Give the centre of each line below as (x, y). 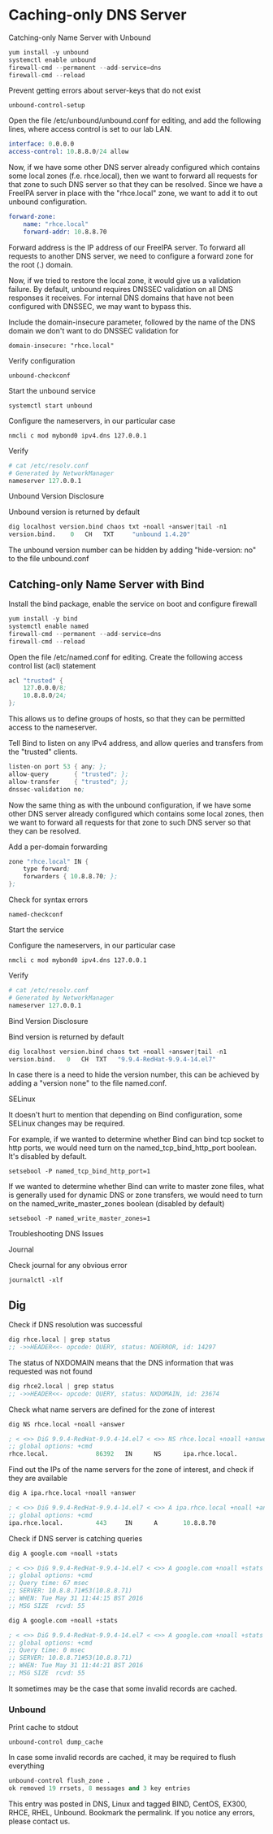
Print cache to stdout (43, 1727)
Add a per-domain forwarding (58, 847)
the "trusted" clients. (43, 751)
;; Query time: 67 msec (49, 1584)
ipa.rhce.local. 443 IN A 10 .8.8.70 (113, 1523)
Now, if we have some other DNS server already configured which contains (134, 168)
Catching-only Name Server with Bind (106, 584)
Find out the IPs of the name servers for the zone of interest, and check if (131, 1470)
